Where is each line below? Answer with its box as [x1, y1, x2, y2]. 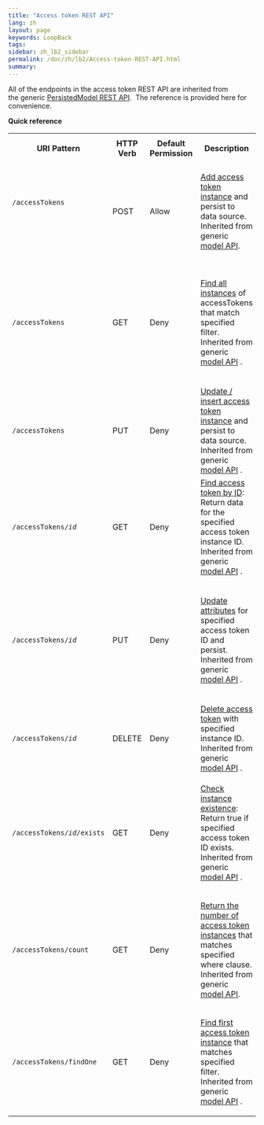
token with [200, 713, 240, 724]
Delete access [200, 703, 253, 714]
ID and [200, 634, 225, 645]
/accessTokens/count [12, 945, 89, 954]
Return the [200, 900, 240, 911]
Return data [200, 496, 244, 507]
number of [200, 909, 240, 920]
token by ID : [200, 487, 245, 498]
